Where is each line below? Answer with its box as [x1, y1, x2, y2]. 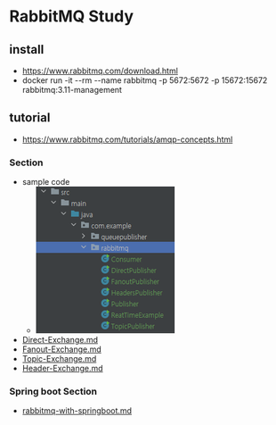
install [9, 42, 45, 57]
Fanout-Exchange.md [21, 344, 102, 354]
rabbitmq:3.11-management [21, 85, 123, 95]
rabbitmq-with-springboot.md [21, 405, 132, 416]
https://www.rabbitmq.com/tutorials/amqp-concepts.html [21, 134, 233, 145]
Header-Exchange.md [21, 363, 104, 374]
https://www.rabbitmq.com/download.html [21, 65, 178, 76]
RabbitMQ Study [9, 6, 134, 27]
